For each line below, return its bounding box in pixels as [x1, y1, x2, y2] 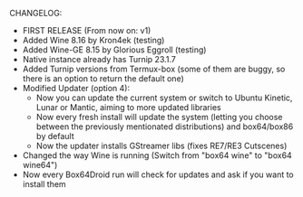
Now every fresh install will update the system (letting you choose [35, 112, 283, 122]
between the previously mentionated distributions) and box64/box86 [35, 121, 294, 132]
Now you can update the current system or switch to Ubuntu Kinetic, [35, 92, 293, 103]
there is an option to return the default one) [22, 73, 184, 84]
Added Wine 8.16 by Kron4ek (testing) [22, 35, 165, 45]
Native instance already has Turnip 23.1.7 [22, 54, 177, 64]
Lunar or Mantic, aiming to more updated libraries [35, 102, 221, 112]
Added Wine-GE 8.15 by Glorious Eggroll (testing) [22, 44, 207, 55]
